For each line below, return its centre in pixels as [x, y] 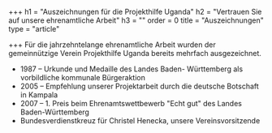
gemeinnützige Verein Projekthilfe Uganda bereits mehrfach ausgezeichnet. [135, 53]
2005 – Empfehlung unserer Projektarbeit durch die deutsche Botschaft [140, 86]
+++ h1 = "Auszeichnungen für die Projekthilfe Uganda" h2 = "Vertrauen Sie [135, 12]
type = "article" [34, 29]
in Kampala [39, 95]
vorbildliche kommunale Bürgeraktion [83, 77]
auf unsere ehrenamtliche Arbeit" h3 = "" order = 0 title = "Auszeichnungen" [136, 20]
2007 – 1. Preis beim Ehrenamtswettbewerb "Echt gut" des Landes [131, 103]
